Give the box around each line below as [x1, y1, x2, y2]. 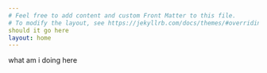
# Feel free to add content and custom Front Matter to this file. [8, 11, 237, 20]
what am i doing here [8, 56, 78, 65]
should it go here [8, 26, 69, 34]
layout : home [8, 33, 52, 42]
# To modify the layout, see [8, 19, 105, 27]
